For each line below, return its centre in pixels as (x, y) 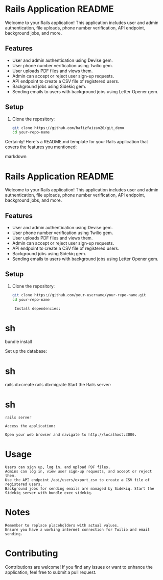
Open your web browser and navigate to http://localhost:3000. (71, 435)
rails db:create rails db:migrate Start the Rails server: (58, 385)
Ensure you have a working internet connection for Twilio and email (78, 530)
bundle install (19, 342)
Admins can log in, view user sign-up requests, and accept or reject (79, 472)
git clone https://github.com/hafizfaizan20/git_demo (68, 128)
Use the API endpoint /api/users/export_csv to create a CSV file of (78, 480)
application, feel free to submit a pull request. (51, 572)
